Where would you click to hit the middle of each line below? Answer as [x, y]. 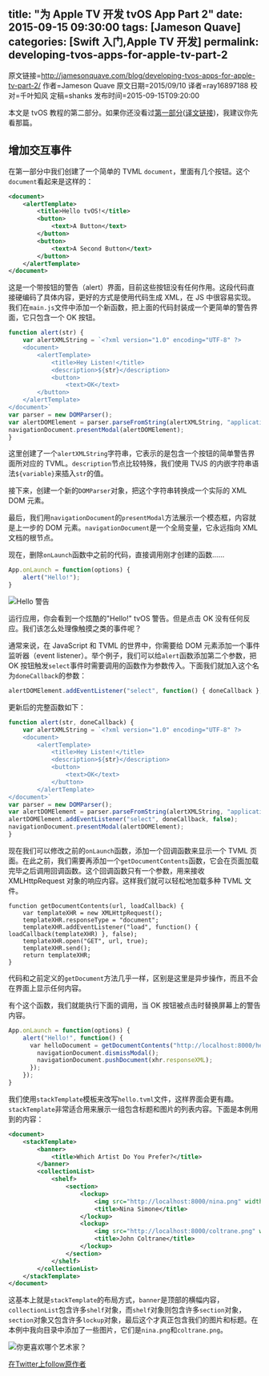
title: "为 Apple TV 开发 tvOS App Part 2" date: [125, 14]
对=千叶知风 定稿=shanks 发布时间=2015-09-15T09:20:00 [104, 96]
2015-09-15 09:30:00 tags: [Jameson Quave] [125, 28]
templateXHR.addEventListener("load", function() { [110, 927]
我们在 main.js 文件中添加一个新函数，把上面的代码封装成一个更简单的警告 [130, 307]
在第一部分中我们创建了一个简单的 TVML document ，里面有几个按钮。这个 [129, 171]
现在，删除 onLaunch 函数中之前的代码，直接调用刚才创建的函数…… [116, 555]
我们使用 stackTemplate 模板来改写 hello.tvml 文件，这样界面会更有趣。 [123, 1099]
